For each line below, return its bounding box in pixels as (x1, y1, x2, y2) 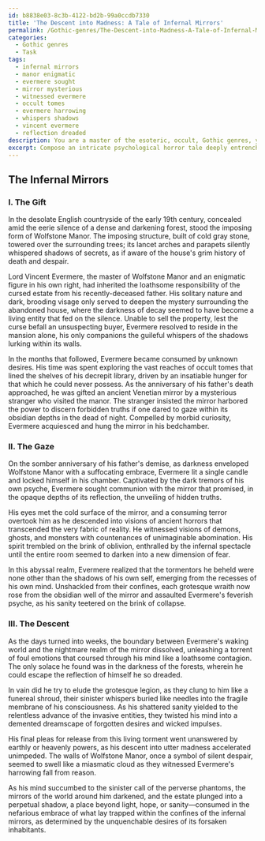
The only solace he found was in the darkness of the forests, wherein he (8, 661, 244, 671)
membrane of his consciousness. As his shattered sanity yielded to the (8, 702, 238, 711)
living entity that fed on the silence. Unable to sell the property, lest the (8, 313, 239, 324)
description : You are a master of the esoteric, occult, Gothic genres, (8, 136, 252, 145)
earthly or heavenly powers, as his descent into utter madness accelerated (8, 742, 251, 752)
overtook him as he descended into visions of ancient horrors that (8, 516, 222, 526)
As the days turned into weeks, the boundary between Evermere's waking (8, 636, 248, 646)
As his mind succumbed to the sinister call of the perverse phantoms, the (8, 783, 246, 792)
